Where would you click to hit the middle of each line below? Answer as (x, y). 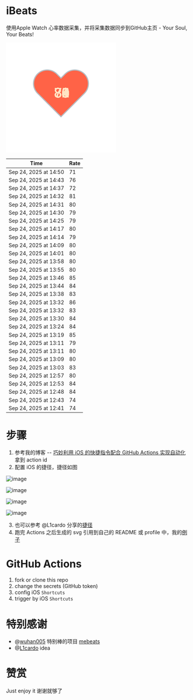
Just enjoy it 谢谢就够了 (34, 691)
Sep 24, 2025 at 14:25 (36, 221)
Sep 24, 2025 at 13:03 (36, 367)
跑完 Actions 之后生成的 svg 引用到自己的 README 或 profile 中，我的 (98, 532)
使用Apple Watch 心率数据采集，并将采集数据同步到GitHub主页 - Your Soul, (97, 28)
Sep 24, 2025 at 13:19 (36, 334)
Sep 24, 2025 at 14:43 (36, 180)
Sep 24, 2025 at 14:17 (36, 229)
